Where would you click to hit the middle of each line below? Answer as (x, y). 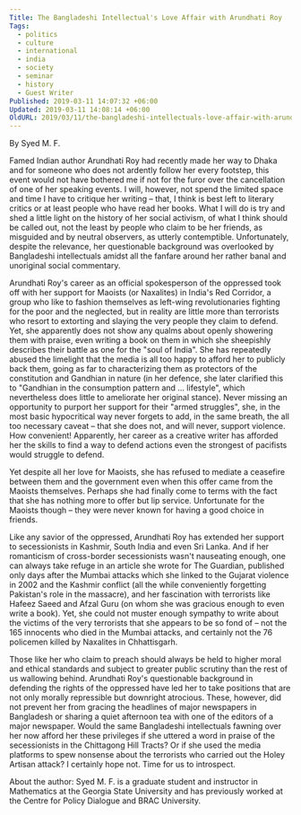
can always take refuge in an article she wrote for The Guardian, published (147, 565)
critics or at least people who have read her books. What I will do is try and (147, 208)
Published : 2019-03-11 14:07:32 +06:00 (84, 101)
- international (47, 51)
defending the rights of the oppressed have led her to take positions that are (150, 688)
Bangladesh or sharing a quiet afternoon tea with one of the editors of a (142, 717)
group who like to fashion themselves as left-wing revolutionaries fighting (145, 302)
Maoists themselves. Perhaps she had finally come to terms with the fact (143, 491)
